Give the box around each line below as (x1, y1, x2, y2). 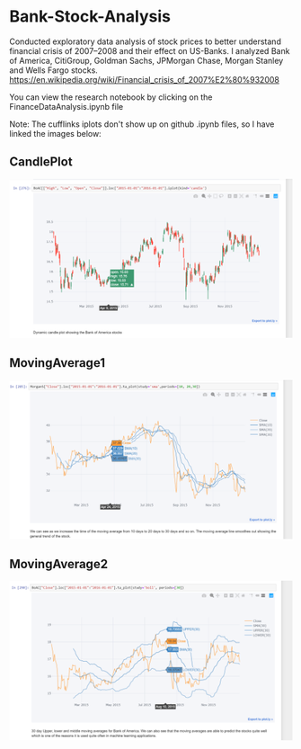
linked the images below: (9, 128, 102, 138)
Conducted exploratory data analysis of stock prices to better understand (9, 36, 281, 47)
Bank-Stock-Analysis (9, 6, 171, 27)
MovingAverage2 (9, 556, 109, 572)
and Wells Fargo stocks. (9, 65, 99, 76)
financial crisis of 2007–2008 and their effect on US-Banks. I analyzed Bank (9, 45, 290, 56)
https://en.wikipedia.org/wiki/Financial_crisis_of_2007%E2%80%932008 (9, 74, 280, 85)
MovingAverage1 (9, 355, 106, 370)
